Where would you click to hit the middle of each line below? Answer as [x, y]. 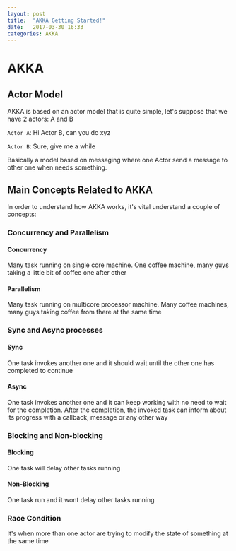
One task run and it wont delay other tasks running [81, 500]
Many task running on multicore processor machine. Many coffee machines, [118, 304]
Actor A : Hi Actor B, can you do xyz [59, 133]
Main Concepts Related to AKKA [80, 190]
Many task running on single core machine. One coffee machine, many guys [118, 265]
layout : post [26, 14]
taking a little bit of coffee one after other [67, 273]
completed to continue [40, 370]
